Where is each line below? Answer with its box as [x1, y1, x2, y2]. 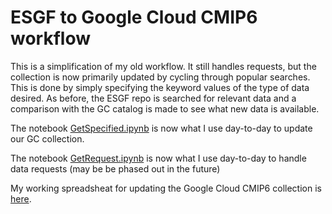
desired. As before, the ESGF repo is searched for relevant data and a [10, 92, 297, 104]
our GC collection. [10, 132, 85, 145]
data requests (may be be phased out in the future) [10, 162, 221, 175]
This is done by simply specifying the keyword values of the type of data [10, 81, 310, 93]
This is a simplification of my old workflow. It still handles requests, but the [10, 60, 317, 72]
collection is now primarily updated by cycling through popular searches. [10, 71, 311, 83]
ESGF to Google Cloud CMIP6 [10, 6, 258, 29]
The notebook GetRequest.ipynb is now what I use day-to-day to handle [10, 152, 307, 164]
